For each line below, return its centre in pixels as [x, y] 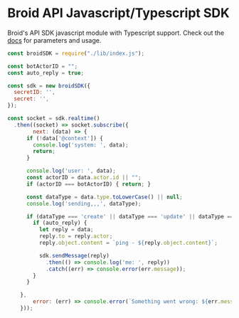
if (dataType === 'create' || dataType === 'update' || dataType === [131, 216]
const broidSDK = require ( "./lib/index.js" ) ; [76, 53]
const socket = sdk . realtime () [54, 119]
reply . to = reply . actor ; [76, 236]
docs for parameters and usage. [54, 40]
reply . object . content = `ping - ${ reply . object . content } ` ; [128, 243]
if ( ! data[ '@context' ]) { [64, 138]
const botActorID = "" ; [43, 66]
